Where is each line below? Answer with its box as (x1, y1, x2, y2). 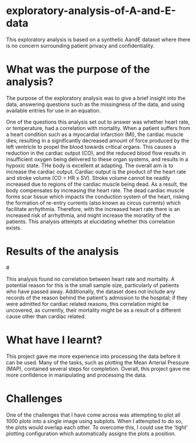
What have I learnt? (6, 333, 102, 346)
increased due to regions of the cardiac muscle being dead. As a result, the (6, 180, 188, 188)
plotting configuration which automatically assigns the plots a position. (6, 430, 177, 437)
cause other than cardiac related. (6, 312, 86, 320)
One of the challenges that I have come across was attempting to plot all (6, 411, 180, 418)
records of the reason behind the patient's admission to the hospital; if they (6, 294, 188, 301)
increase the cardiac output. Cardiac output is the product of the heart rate (6, 168, 186, 175)
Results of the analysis (6, 245, 119, 258)
